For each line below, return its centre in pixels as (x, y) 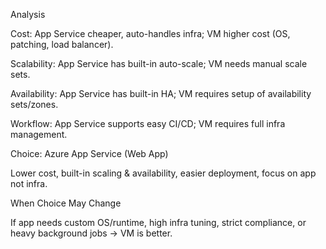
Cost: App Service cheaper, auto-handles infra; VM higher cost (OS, (150, 33)
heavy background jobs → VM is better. (91, 233)
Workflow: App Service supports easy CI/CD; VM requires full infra (148, 123)
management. (39, 134)
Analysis (28, 14)
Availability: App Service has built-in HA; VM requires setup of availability (161, 93)
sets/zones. (34, 104)
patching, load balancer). (62, 44)
